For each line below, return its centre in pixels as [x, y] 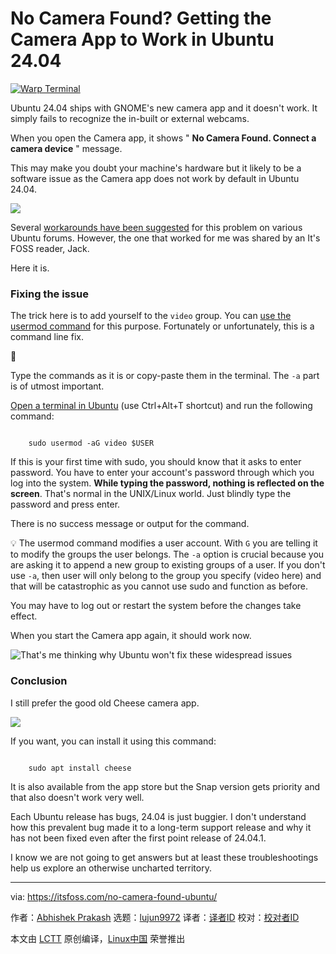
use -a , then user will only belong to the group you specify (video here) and [166, 576]
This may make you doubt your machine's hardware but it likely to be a [156, 168]
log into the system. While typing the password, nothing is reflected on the [167, 483]
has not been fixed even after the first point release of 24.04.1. [138, 838]
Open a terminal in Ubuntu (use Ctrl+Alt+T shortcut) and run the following [161, 406]
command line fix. [47, 337]
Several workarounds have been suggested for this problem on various [156, 227]
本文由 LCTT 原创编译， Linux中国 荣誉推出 [98, 938]
